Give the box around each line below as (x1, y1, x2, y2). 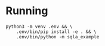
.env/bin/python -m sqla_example (16, 34, 100, 40)
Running (5, 4, 48, 18)
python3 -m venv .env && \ (5, 24, 73, 29)
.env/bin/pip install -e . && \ (16, 28, 97, 35)
